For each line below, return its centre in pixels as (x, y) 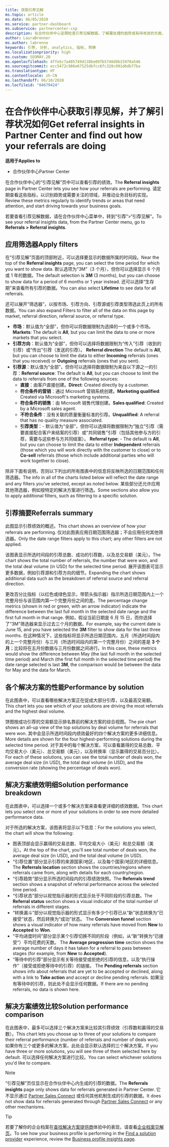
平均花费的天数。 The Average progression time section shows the (93, 942)
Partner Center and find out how (74, 135)
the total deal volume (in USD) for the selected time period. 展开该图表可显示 (84, 567)
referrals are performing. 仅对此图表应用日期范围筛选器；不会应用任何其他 (82, 532)
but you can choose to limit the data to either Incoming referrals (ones (85, 356)
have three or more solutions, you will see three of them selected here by (81, 1051)
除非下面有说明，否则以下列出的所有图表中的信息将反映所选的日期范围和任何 (84, 471)
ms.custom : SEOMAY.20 (28, 57)
